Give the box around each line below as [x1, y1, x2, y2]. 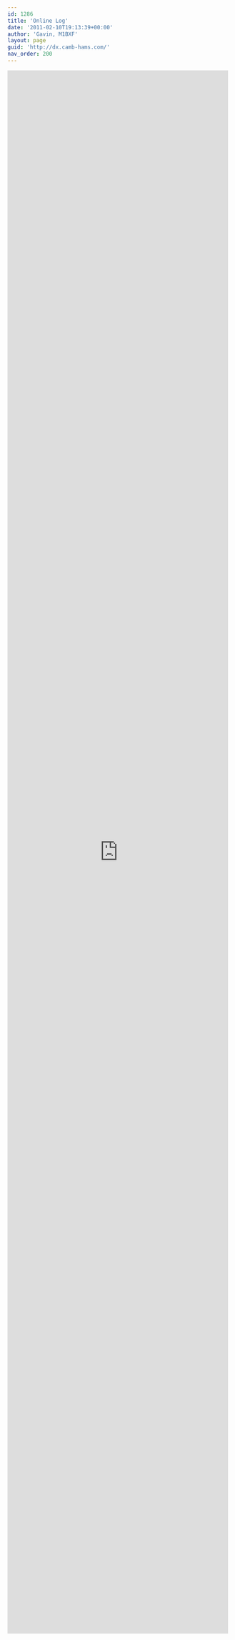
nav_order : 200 [7, 51, 53, 58]
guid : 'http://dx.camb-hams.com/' [7, 44, 111, 51]
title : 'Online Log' [7, 17, 69, 24]
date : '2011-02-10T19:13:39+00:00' [7, 24, 114, 31]
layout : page [7, 37, 46, 44]
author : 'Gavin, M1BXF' [7, 30, 79, 38]
